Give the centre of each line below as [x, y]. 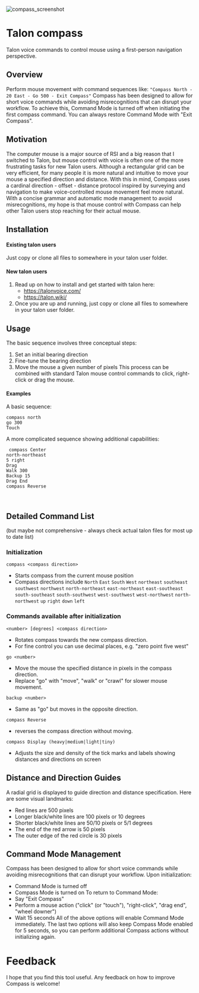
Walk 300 [17, 471]
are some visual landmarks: [40, 798]
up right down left [63, 601]
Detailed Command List [50, 516]
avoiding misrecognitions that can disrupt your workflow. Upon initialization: [99, 875]
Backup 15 [18, 476]
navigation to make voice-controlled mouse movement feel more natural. [95, 192]
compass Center [27, 450]
